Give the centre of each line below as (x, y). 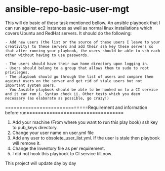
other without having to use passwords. (47, 55)
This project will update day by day (41, 163)
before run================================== (64, 112)
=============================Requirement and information (76, 107)
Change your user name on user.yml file (53, 133)
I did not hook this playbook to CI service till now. (62, 153)
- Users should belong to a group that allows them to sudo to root (77, 68)
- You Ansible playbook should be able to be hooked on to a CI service (82, 90)
